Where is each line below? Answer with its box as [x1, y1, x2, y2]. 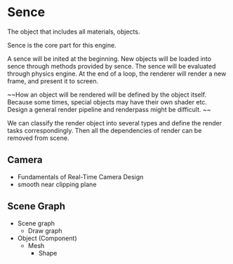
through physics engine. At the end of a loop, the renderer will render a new [7, 69, 227, 78]
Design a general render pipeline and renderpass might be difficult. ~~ [7, 105, 211, 113]
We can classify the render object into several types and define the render [7, 118, 222, 127]
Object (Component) [17, 234, 77, 242]
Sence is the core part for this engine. [7, 41, 117, 49]
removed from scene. [7, 134, 69, 142]
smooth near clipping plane [17, 180, 97, 188]
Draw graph [27, 226, 62, 235]
